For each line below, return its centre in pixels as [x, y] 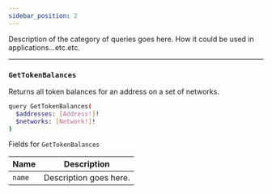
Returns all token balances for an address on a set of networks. [114, 91]
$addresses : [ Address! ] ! [57, 114]
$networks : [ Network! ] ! [55, 121]
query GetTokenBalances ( [50, 106]
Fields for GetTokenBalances [54, 144]
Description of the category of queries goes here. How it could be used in [131, 39]
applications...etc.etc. [45, 47]
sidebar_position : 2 [43, 16]
